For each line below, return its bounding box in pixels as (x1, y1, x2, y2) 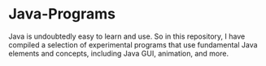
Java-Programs (8, 5, 116, 23)
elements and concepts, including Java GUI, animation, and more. (8, 48, 229, 58)
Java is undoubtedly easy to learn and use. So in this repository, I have (8, 31, 246, 41)
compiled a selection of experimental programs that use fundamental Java (8, 39, 258, 49)
